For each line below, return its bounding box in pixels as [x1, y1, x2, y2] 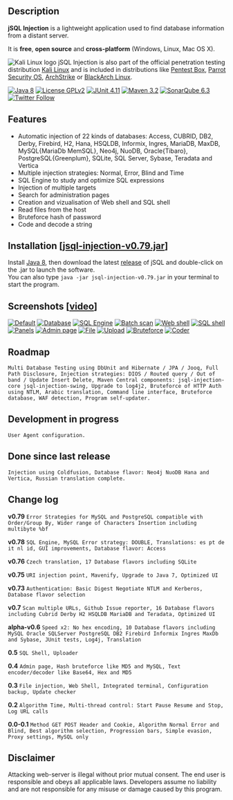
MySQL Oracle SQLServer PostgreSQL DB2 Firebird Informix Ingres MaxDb [8, 630, 218, 637]
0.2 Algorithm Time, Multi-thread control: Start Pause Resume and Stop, [8, 700, 224, 709]
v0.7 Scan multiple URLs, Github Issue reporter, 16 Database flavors [8, 603, 215, 611]
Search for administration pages [17, 190, 110, 199]
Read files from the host [17, 205, 87, 214]
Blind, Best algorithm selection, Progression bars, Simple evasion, [8, 727, 213, 734]
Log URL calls [8, 708, 49, 715]
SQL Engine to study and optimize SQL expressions [17, 176, 165, 184]
